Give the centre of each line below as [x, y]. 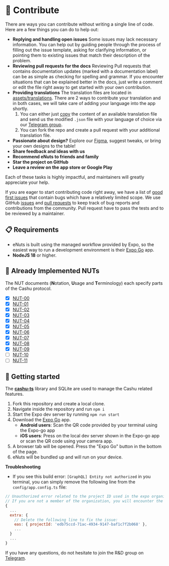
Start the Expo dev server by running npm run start [66, 414]
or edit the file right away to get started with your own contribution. [82, 87]
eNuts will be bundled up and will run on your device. [68, 457]
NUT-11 [20, 361]
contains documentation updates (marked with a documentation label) [85, 71]
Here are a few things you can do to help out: [52, 29]
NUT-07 [21, 338]
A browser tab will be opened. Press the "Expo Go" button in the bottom [87, 446]
